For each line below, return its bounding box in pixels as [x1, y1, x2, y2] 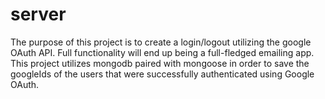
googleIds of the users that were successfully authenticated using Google [10, 68, 315, 80]
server [10, 3, 67, 26]
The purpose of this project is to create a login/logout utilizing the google [10, 36, 312, 48]
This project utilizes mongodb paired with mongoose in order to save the [10, 57, 310, 69]
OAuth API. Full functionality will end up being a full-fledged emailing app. [10, 46, 315, 58]
